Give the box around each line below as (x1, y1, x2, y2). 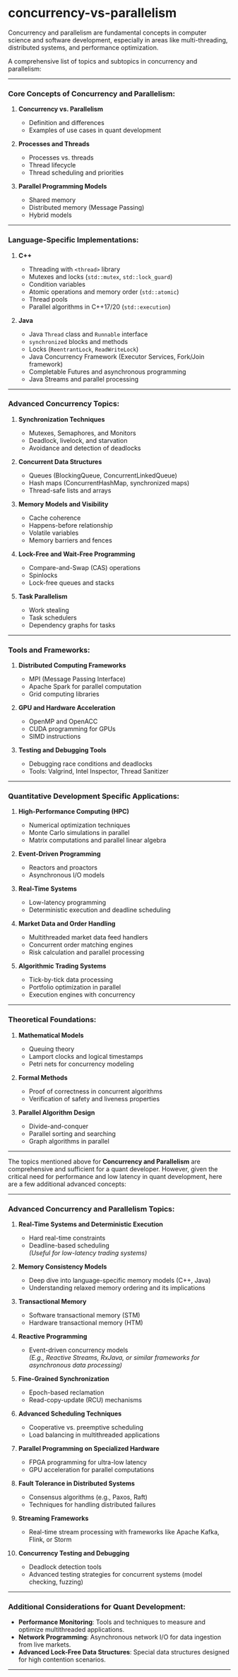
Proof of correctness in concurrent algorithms (28, 1086, 163, 1096)
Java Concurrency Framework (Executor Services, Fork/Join (28, 352, 205, 361)
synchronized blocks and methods (28, 337, 129, 345)
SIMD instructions (28, 733, 81, 741)
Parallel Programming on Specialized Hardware (18, 1445, 160, 1453)
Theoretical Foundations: (8, 1015, 97, 1025)
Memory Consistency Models (18, 1262, 107, 1271)
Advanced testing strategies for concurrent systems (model (28, 1570, 203, 1579)
